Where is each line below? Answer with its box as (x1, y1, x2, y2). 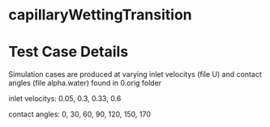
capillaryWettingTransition (8, 6, 192, 24)
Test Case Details (8, 43, 129, 61)
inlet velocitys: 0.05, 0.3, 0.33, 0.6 (8, 94, 122, 104)
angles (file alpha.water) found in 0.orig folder (8, 78, 162, 88)
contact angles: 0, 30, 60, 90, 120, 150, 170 (8, 109, 152, 119)
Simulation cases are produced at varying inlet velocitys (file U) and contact (8, 70, 262, 79)
